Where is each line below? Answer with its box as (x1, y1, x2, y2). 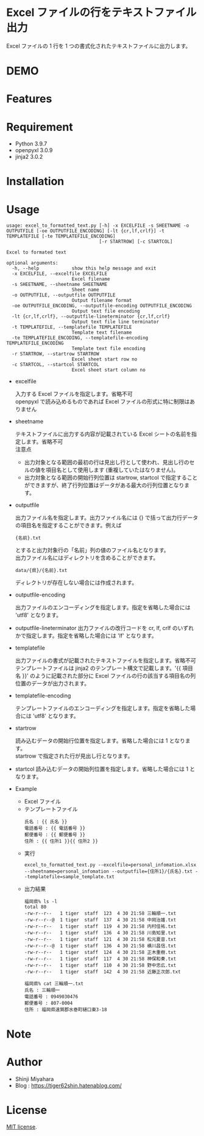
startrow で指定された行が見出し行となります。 (15, 752, 133, 760)
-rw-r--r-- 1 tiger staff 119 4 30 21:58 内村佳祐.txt (24, 923, 177, 929)
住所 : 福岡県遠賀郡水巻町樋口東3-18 (24, 1006, 108, 1013)
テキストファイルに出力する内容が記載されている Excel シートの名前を (15, 430, 192, 438)
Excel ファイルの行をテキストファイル (6, 5, 197, 20)
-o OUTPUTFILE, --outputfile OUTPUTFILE (12, 292, 116, 298)
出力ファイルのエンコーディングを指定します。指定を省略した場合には (15, 604, 191, 611)
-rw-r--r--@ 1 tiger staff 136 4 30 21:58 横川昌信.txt (24, 943, 177, 949)
